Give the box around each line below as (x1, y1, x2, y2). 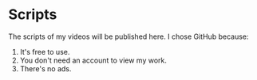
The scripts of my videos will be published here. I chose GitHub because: (8, 32, 249, 41)
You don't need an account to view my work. (19, 55, 168, 65)
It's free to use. (19, 47, 70, 56)
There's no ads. (19, 63, 72, 73)
